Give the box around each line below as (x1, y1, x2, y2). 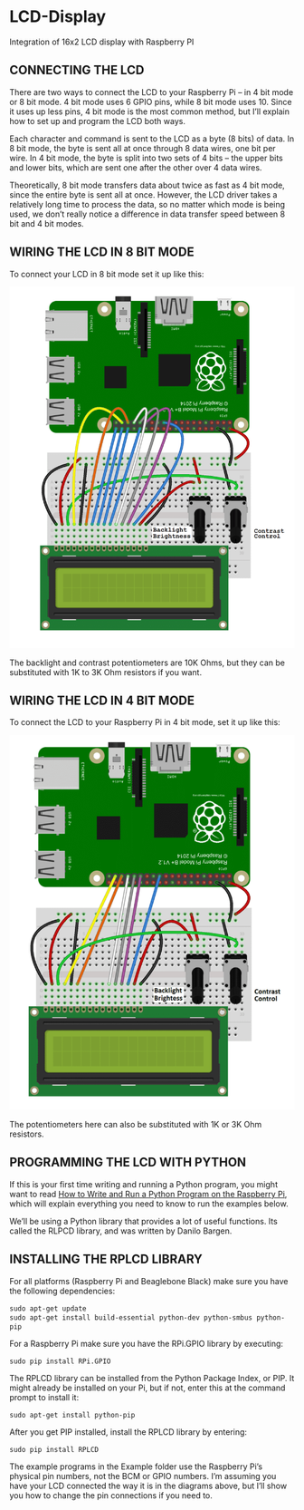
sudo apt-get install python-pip (9, 1410, 136, 1419)
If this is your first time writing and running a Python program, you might (9, 1178, 279, 1189)
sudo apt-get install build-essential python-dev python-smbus (9, 1312, 253, 1322)
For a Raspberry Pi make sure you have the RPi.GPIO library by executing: (9, 1338, 283, 1349)
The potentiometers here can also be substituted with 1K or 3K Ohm (9, 1119, 262, 1130)
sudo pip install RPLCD (9, 1445, 100, 1454)
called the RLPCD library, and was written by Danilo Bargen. (9, 1225, 233, 1236)
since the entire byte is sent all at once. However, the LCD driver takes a (9, 189, 278, 200)
